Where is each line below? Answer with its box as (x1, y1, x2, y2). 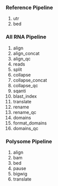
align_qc (13, 55, 31, 61)
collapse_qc (13, 82, 38, 88)
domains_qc (13, 125, 38, 131)
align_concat (13, 50, 40, 56)
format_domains (13, 120, 47, 126)
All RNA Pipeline (6, 33, 47, 40)
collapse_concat (13, 77, 47, 83)
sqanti (13, 88, 26, 94)
